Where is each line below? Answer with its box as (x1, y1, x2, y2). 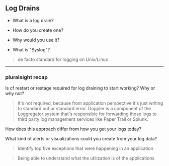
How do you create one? (12, 27, 64, 33)
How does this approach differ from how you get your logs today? (5, 126, 142, 132)
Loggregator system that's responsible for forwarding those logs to (17, 111, 157, 117)
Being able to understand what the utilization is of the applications (17, 155, 155, 161)
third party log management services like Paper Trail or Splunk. (17, 116, 148, 122)
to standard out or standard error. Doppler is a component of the (17, 106, 151, 112)
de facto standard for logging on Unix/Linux (17, 56, 108, 62)
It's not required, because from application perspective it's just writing (17, 100, 163, 106)
